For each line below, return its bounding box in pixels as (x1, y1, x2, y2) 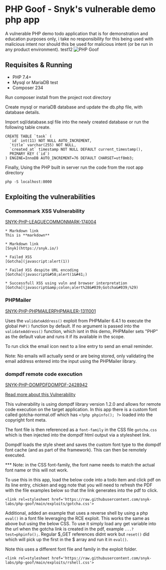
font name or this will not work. (5, 467, 68, 473)
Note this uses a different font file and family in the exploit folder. (5, 546, 137, 552)
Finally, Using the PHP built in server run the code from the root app (5, 164, 144, 170)
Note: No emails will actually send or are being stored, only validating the (5, 352, 155, 359)
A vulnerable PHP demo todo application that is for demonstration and (5, 30, 148, 36)
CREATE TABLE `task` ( (5, 133, 52, 139)
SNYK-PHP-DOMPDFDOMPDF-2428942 (5, 382, 88, 388)
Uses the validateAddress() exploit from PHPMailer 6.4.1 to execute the (5, 318, 151, 324)
